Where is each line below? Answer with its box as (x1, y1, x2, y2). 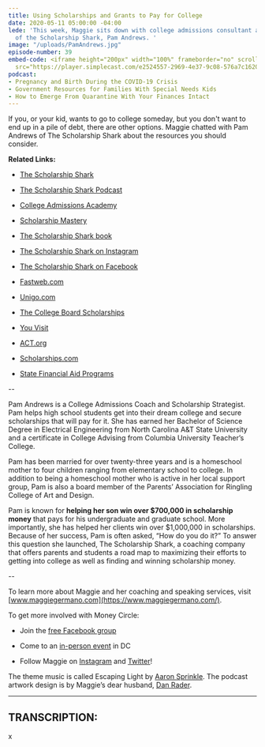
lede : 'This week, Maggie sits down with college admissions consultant (8, 26, 252, 34)
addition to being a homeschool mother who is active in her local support (8, 473, 246, 483)
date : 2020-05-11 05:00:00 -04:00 (8, 19, 122, 27)
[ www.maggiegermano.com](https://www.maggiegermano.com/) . (8, 595, 222, 605)
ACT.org (19, 338, 47, 348)
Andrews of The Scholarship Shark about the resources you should (8, 131, 227, 141)
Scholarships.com (19, 353, 79, 364)
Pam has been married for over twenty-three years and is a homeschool (8, 457, 242, 466)
